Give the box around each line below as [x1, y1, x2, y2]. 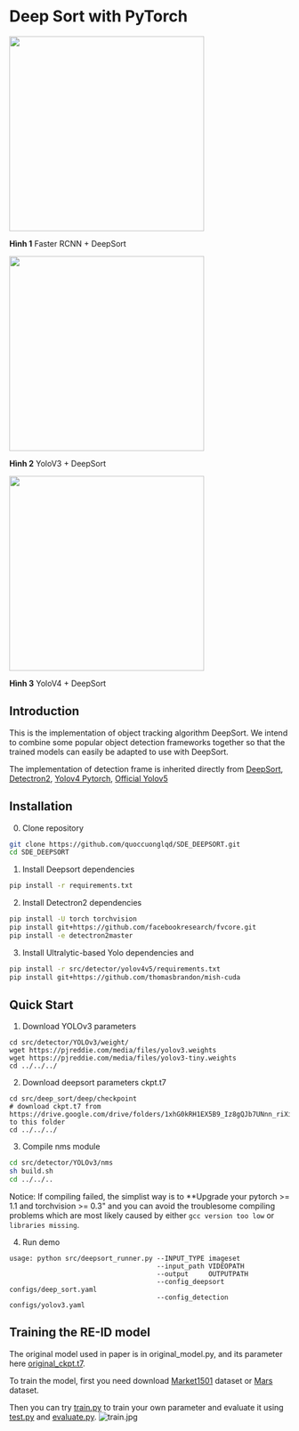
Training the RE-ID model [9, 1325, 151, 1340]
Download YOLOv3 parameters [21, 1021, 136, 1032]
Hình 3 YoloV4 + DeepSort [9, 678, 107, 688]
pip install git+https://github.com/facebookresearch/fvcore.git [9, 923, 256, 932]
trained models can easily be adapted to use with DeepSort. [9, 746, 229, 757]
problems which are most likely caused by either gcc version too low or [9, 1210, 275, 1221]
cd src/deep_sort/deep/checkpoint [9, 1094, 138, 1103]
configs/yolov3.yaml [9, 1301, 86, 1310]
